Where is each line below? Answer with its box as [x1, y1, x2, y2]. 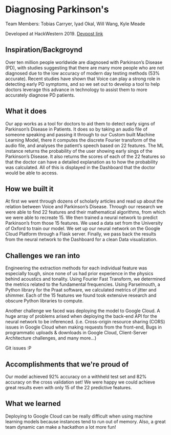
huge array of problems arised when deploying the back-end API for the [5, 313, 157, 319]
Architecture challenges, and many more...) [5, 335, 97, 341]
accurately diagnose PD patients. [5, 92, 75, 98]
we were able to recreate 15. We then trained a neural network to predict [5, 214, 158, 221]
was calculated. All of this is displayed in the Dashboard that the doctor [5, 164, 156, 170]
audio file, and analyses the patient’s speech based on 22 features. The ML [5, 142, 164, 149]
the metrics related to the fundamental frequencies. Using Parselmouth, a [5, 281, 160, 287]
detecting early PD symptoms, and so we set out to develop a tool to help [5, 81, 160, 87]
